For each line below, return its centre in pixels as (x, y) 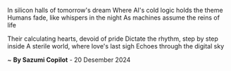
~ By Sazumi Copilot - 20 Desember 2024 (69, 60)
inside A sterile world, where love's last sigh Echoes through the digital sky (116, 46)
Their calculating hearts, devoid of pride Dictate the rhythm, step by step (113, 39)
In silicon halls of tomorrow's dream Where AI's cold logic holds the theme (115, 10)
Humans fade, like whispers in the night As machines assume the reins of (114, 18)
